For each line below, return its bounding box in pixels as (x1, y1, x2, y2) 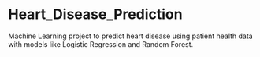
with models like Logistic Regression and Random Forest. (8, 39, 194, 48)
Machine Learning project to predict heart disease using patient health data (8, 31, 254, 41)
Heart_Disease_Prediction (8, 5, 183, 23)
